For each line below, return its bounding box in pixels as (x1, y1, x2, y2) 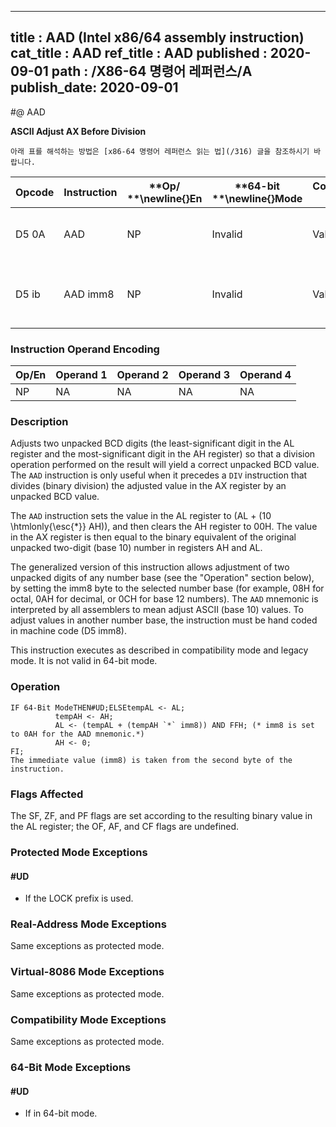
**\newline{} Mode (211, 191, 303, 205)
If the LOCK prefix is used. (24, 892, 134, 905)
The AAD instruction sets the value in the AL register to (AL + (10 (10, 510, 272, 522)
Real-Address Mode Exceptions (10, 917, 167, 931)
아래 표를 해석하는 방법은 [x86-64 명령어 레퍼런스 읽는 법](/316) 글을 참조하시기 (10, 146, 310, 156)
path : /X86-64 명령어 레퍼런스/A (51, 63, 253, 80)
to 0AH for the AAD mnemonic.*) (10, 729, 145, 739)
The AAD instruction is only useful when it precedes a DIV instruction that (10, 469, 308, 481)
